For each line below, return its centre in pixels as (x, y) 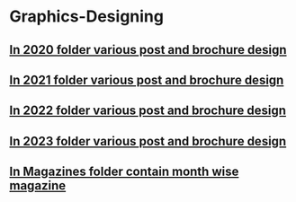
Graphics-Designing (87, 17)
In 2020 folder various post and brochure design (148, 50)
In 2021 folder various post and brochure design (147, 79)
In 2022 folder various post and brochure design (148, 111)
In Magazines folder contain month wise (124, 172)
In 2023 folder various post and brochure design (148, 141)
